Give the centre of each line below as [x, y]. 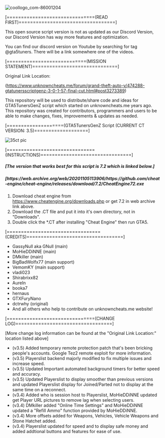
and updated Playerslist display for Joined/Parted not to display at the [83, 384]
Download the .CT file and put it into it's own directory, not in [73, 212]
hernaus [21, 293]
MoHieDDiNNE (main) [34, 252]
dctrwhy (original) [30, 304]
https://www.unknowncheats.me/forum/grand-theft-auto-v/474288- [76, 85]
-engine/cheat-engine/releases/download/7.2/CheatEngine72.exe [75, 184]
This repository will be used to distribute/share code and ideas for [72, 100]
